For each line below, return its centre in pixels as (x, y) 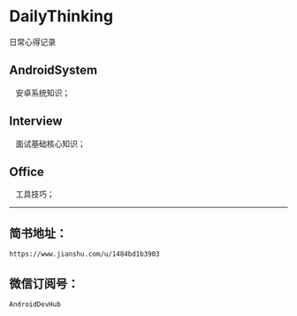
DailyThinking (61, 16)
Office (27, 171)
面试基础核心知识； (50, 143)
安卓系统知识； (43, 92)
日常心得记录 (32, 42)
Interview (36, 121)
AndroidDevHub (35, 304)
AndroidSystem (53, 70)
